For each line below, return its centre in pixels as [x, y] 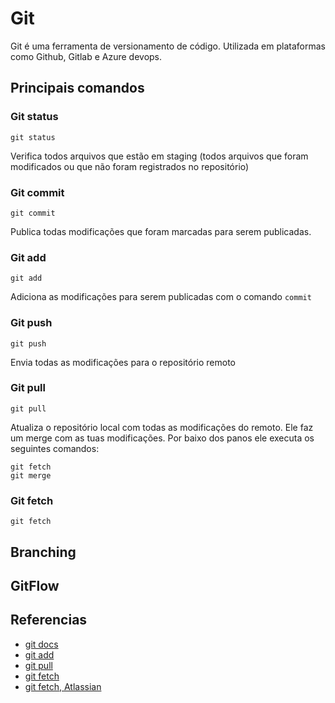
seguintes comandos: [55, 448]
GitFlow [35, 585]
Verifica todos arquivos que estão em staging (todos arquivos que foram [159, 156]
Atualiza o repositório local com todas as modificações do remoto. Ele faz [162, 427]
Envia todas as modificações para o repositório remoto [123, 362]
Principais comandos [77, 88]
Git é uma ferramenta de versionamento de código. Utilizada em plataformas [168, 46]
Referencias [49, 620]
